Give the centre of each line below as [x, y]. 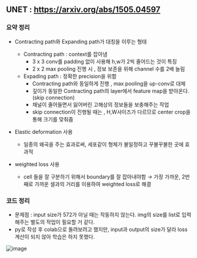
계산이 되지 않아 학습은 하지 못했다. [55, 236]
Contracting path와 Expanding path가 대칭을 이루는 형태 [81, 41]
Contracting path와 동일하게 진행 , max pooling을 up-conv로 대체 [109, 83]
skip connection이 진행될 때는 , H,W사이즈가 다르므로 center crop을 [111, 112]
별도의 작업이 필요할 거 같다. [63, 222]
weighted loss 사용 [37, 164]
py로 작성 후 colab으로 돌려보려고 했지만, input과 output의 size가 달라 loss [101, 229]
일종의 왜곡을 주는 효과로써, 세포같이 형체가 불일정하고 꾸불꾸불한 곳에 [103, 144]
